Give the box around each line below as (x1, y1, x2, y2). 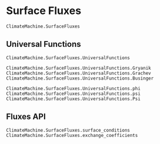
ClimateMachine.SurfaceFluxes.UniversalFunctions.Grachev (6, 70, 151, 76)
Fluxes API (6, 112, 46, 122)
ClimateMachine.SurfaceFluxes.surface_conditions (6, 127, 131, 133)
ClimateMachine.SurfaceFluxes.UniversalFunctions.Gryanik (6, 65, 151, 71)
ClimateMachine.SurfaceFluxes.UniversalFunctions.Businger (6, 75, 154, 81)
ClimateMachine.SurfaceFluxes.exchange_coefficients (6, 132, 138, 138)
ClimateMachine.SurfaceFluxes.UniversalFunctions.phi (6, 85, 141, 91)
